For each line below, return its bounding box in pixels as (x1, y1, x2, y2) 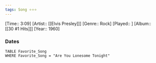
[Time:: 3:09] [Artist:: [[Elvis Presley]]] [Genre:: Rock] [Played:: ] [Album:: (5, 21, 151, 26)
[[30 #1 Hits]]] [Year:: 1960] (5, 25, 60, 32)
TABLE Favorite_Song (5, 49, 47, 54)
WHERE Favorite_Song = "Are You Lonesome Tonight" (5, 53, 110, 58)
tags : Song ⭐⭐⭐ (5, 7, 37, 12)
